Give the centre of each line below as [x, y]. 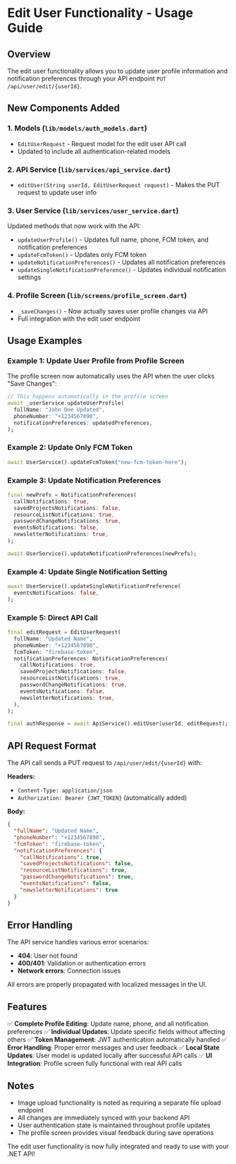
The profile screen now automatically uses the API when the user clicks [111, 376]
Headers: [21, 777]
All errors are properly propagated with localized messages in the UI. [107, 985]
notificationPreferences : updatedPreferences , [83, 423]
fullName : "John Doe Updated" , [60, 410]
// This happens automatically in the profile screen [88, 397]
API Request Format [52, 746]
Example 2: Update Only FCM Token [70, 448]
